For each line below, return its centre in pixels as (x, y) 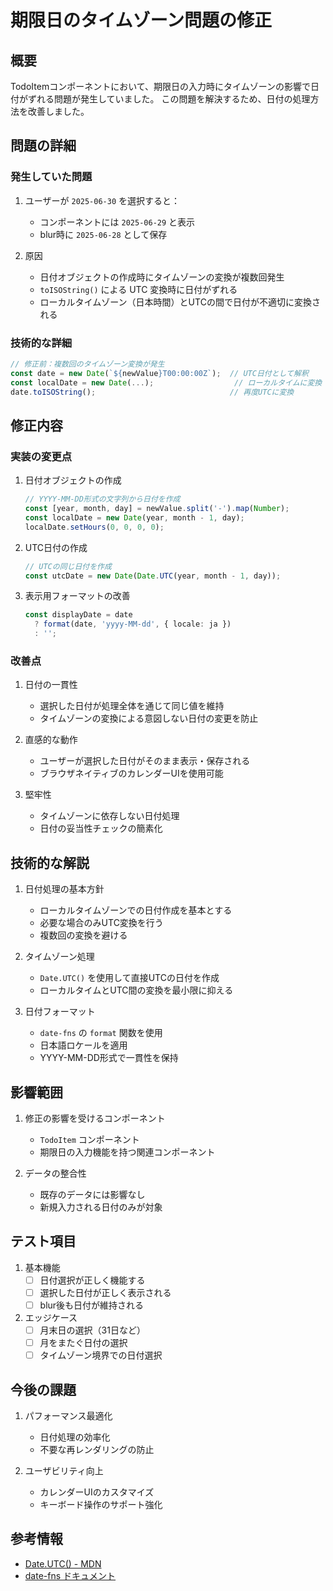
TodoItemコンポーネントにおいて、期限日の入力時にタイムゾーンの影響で (161, 86)
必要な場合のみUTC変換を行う (101, 923)
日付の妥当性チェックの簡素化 (101, 828)
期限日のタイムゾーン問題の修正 (141, 20)
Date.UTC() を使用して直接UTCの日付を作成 (129, 978)
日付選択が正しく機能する (92, 1280)
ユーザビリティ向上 (64, 1470)
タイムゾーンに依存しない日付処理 (109, 816)
